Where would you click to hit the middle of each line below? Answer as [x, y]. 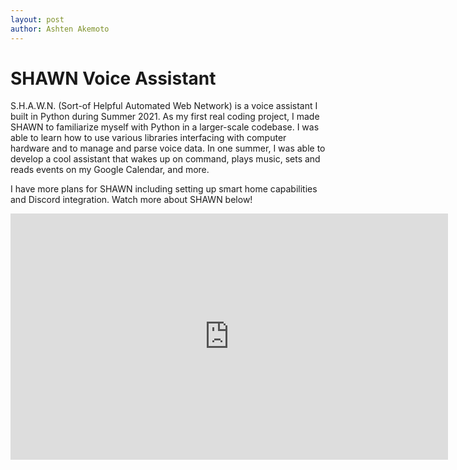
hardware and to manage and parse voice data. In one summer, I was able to [168, 148]
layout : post [37, 19]
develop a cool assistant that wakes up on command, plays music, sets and [165, 159]
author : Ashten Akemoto [60, 29]
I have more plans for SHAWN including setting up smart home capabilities [164, 189]
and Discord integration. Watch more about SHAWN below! [131, 200]
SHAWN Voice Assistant [113, 78]
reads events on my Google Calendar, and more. [110, 170]
